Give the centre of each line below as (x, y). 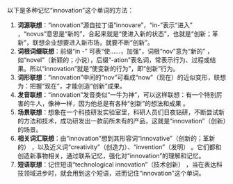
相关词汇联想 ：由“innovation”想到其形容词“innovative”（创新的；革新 (116, 138)
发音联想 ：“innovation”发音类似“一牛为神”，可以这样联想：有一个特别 (117, 95)
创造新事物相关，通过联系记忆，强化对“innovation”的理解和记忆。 (111, 156)
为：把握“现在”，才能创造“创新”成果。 (72, 86)
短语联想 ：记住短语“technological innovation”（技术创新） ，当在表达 (117, 164)
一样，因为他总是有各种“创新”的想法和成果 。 (125, 103)
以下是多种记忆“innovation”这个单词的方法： (71, 10)
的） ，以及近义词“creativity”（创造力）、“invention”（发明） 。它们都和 (119, 147)
